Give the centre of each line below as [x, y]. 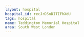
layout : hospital [23, 9]
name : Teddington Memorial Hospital [42, 23]
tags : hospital [21, 18]
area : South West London [30, 27]
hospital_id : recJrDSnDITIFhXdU [38, 14]
